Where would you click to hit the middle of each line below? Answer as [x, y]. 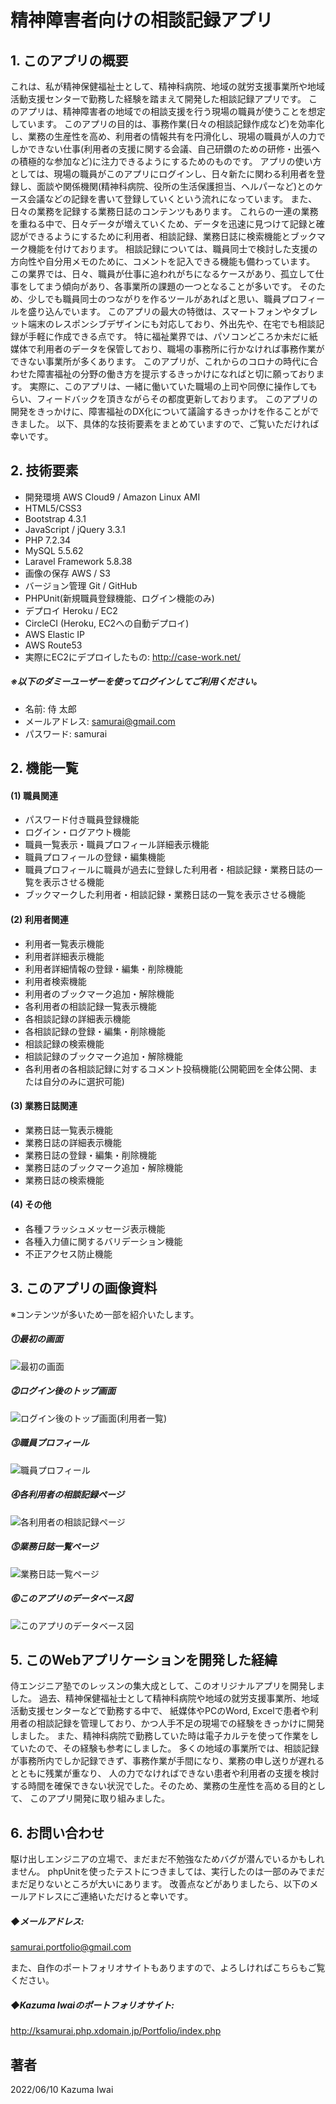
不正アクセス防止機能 [68, 1253]
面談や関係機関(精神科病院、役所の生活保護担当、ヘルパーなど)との [175, 186]
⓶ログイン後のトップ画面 [63, 1391]
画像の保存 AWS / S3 [67, 573]
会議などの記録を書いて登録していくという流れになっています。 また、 [172, 199]
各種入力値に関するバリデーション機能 [103, 1241]
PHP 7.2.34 [48, 540]
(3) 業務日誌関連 [44, 1106]
